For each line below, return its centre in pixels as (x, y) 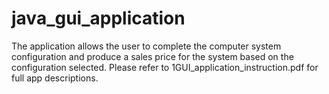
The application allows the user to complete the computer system (146, 46)
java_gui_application (98, 18)
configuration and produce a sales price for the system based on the (152, 56)
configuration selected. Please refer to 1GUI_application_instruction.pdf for (165, 67)
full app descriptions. (55, 78)
